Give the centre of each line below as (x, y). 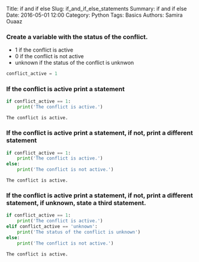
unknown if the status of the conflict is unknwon (74, 63)
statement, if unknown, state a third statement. (76, 203)
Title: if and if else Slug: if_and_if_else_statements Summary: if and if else (97, 9)
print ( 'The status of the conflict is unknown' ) (79, 232)
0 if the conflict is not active (49, 56)
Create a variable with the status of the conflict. (77, 37)
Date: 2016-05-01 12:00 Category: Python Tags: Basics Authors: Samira (94, 15)
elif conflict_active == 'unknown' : (52, 227)
